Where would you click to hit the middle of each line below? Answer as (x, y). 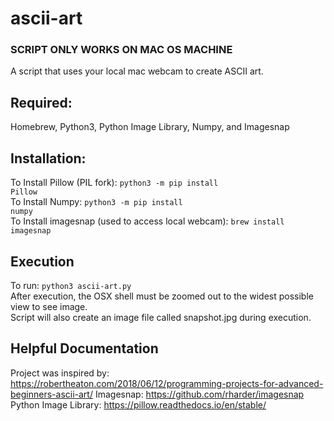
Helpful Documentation (84, 348)
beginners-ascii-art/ (51, 394)
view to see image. (49, 306)
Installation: (48, 158)
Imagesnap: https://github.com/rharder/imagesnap (199, 394)
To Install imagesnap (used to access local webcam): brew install (147, 221)
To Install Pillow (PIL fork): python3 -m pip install (114, 183)
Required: (41, 102)
